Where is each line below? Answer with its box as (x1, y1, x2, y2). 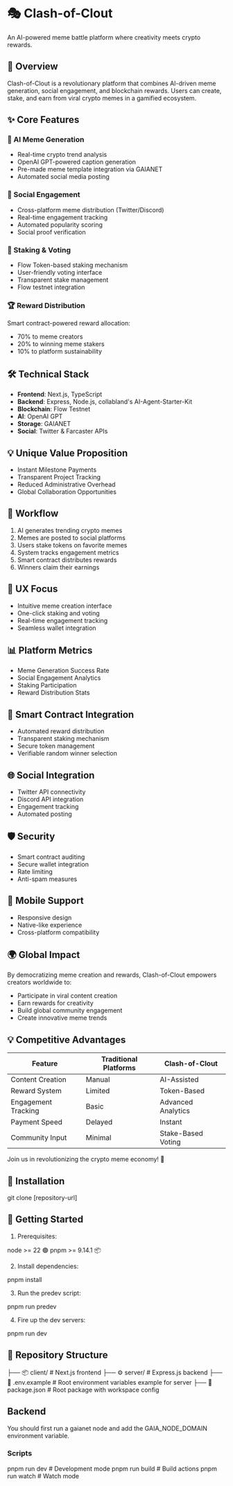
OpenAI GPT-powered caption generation (17, 157, 137, 166)
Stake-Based (159, 1129, 203, 1138)
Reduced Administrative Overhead (17, 480, 116, 488)
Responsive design (17, 913, 72, 921)
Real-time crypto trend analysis (17, 151, 107, 159)
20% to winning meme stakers (17, 340, 105, 348)
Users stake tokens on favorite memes (17, 540, 128, 549)
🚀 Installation (7, 1175, 65, 1187)
